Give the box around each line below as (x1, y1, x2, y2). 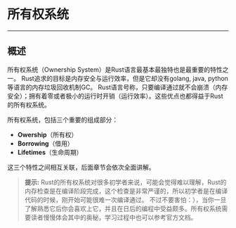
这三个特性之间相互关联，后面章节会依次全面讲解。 (7, 163, 155, 171)
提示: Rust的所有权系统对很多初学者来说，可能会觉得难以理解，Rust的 (24, 177, 227, 186)
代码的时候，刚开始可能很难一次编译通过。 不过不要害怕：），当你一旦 (24, 195, 227, 204)
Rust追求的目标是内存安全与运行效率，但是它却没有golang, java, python (20, 74, 228, 82)
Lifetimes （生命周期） (17, 148, 83, 156)
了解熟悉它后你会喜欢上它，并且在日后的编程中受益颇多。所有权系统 (24, 204, 222, 213)
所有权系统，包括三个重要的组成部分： (7, 115, 118, 124)
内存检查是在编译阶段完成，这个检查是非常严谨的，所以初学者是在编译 (24, 186, 228, 195)
